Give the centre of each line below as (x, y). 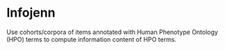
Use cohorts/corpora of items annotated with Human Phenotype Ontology (112, 32)
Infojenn (31, 13)
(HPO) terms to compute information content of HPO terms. (92, 39)
